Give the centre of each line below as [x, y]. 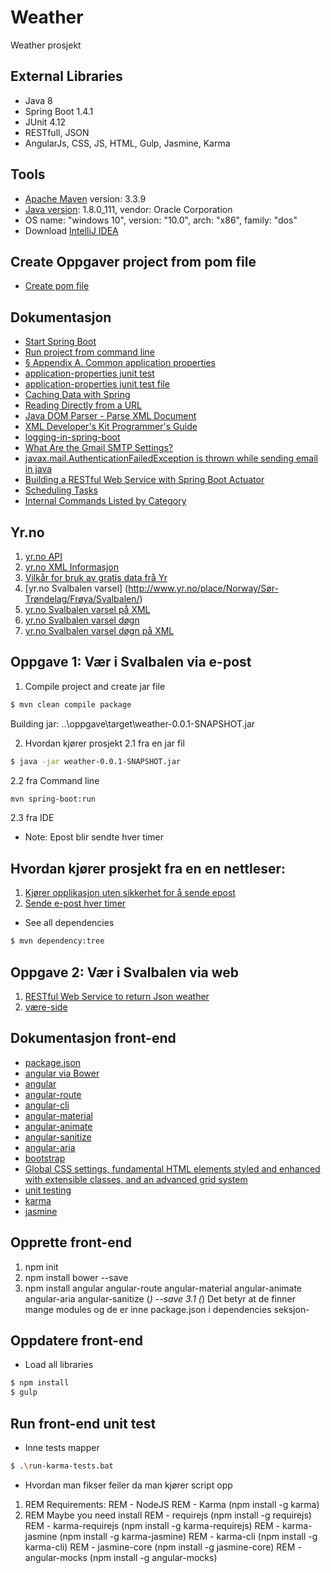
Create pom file [57, 286]
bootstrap [45, 1158]
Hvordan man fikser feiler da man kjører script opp [128, 1485]
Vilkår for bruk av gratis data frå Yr [96, 577]
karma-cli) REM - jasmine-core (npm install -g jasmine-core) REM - [163, 1547]
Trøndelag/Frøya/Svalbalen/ [82, 599]
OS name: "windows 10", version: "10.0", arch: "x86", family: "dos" [161, 220]
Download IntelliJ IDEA [71, 230]
